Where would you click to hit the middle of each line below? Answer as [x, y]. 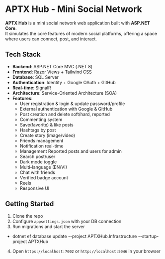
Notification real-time [41, 146]
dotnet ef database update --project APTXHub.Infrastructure [75, 236]
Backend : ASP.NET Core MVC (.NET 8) [52, 66]
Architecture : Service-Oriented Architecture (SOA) [65, 93]
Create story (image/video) [47, 135]
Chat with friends [38, 172]
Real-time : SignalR [32, 88]
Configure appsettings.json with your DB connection [67, 221]
